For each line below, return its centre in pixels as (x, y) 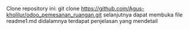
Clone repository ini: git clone (43, 9)
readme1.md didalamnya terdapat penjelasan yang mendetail (82, 21)
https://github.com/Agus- (113, 9)
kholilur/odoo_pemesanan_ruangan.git (54, 15)
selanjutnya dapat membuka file (143, 15)
